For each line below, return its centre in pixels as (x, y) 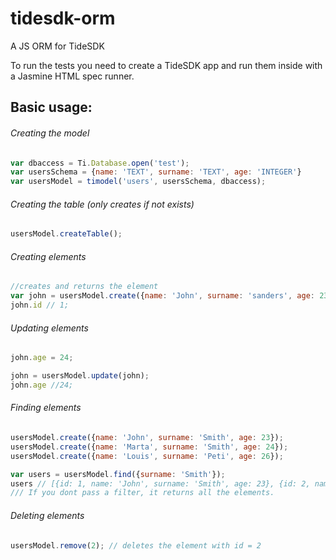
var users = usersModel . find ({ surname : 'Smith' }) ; (118, 474)
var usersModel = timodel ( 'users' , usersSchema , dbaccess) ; (138, 182)
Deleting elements (47, 515)
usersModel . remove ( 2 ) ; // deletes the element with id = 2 (136, 545)
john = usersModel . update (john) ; (80, 376)
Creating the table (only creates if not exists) (102, 204)
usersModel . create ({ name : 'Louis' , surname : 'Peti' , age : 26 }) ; (147, 456)
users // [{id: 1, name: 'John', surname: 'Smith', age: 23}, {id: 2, (160, 483)
